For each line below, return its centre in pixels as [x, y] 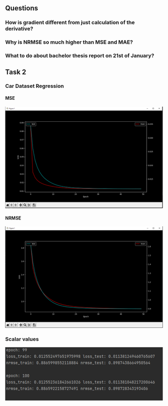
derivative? [19, 29]
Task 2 [16, 72]
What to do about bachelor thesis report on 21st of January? [80, 56]
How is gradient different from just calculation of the [70, 23]
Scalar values [22, 339]
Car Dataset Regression [34, 86]
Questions [22, 8]
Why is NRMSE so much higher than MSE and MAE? [69, 42]
